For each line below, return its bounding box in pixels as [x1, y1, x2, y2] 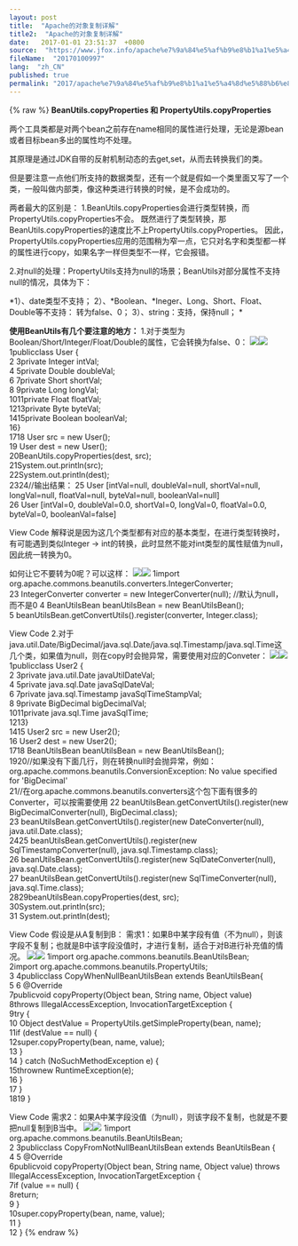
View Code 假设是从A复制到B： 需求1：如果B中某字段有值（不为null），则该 [9, 929, 284, 940]
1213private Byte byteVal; [9, 403, 101, 414]
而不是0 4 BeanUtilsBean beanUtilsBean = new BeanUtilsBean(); [9, 599, 245, 610]
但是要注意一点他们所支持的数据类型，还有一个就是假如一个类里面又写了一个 [9, 172, 289, 183]
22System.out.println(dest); [9, 469, 110, 480]
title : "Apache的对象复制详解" [9, 21, 120, 30]
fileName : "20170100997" [9, 54, 105, 63]
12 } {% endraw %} [9, 1226, 79, 1237]
